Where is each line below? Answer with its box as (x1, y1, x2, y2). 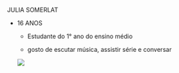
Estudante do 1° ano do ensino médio (27, 32, 133, 40)
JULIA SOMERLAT (7, 6, 58, 14)
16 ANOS (16, 19, 43, 27)
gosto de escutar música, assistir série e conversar (27, 46, 172, 53)
